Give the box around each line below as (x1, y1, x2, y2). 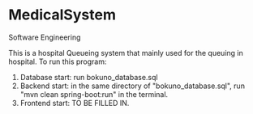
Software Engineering (8, 32, 81, 42)
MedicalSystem (8, 6, 116, 24)
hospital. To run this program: (8, 57, 107, 66)
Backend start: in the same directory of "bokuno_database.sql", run (19, 81, 246, 91)
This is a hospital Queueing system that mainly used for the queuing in (8, 48, 243, 57)
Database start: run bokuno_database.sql (19, 72, 158, 82)
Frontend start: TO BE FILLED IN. (19, 98, 130, 108)
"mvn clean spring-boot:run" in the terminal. (19, 89, 169, 99)
